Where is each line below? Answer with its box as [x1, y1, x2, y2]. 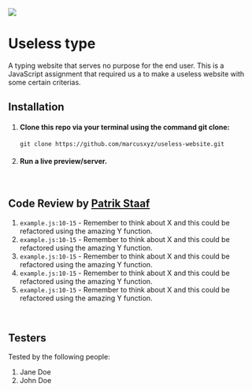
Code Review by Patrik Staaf [8, 197, 150, 210]
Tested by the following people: [8, 352, 110, 362]
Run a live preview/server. [19, 157, 108, 166]
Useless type [8, 35, 96, 53]
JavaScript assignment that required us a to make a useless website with [8, 69, 245, 78]
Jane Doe [19, 367, 51, 377]
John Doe [19, 376, 52, 385]
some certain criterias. [8, 77, 81, 87]
